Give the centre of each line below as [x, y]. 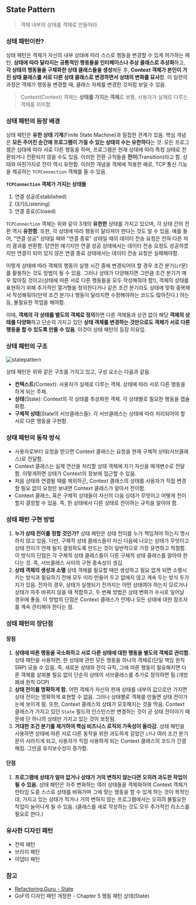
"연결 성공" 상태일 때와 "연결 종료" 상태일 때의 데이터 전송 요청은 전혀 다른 [98, 239]
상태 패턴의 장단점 [30, 624]
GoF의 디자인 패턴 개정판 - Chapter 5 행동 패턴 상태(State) [82, 896]
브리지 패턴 [27, 852]
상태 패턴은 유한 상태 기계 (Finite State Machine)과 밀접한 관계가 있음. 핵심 [91, 135]
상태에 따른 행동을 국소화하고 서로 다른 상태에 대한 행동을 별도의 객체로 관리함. [102, 653]
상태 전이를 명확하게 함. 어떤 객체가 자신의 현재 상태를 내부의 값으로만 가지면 [101, 689]
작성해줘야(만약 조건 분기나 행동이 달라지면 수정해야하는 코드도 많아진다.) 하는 [101, 295]
